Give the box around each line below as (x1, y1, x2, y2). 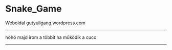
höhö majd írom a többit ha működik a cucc (5, 34, 97, 40)
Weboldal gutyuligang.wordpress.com (5, 20, 85, 26)
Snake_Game (5, 3, 62, 15)
